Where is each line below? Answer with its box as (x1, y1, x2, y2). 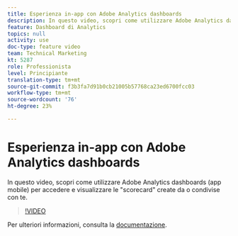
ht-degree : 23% (7, 103, 52, 110)
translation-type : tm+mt (7, 76, 81, 84)
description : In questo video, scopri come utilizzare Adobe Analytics (7, 17, 223, 24)
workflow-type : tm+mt (7, 89, 72, 96)
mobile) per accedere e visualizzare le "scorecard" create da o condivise (7, 185, 220, 193)
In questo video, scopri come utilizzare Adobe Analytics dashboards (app (7, 178, 222, 186)
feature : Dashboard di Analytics (7, 23, 106, 30)
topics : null (7, 30, 46, 38)
